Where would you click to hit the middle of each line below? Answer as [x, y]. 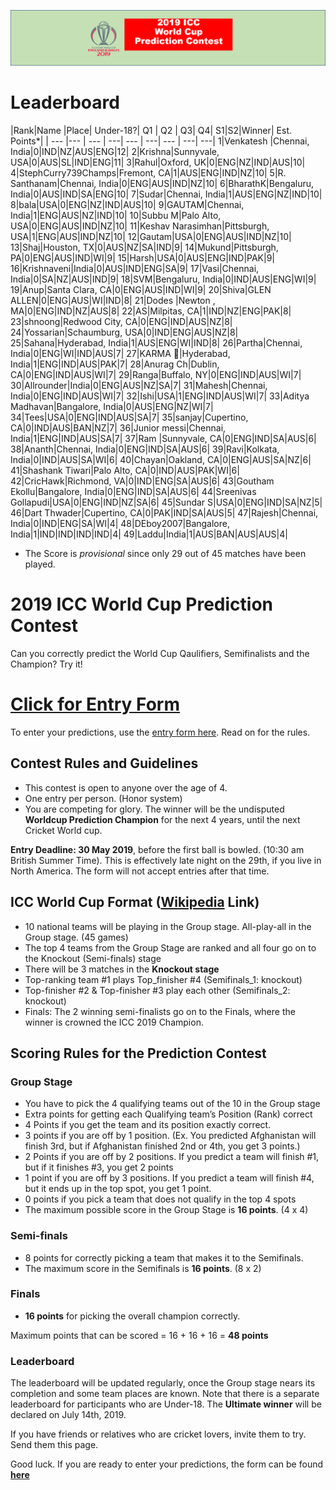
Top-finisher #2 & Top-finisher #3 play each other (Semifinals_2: [157, 990]
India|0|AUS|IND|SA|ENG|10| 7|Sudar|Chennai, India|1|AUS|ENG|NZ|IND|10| [166, 194]
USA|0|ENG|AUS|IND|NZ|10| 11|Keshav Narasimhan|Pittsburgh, [140, 226]
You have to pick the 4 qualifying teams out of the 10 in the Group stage [172, 1104]
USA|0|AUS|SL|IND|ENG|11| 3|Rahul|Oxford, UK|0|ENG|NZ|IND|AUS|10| [158, 162]
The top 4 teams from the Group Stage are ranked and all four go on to [170, 947]
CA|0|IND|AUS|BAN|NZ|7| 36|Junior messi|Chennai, [118, 428]
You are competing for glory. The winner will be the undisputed [154, 809]
